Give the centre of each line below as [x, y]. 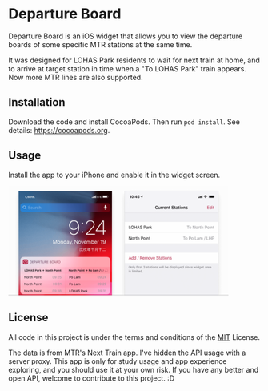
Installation [37, 102]
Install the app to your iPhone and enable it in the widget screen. [114, 175]
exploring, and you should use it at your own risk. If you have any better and [134, 369]
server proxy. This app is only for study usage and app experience [118, 361]
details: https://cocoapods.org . [59, 130]
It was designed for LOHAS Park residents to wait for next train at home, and [134, 60]
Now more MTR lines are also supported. [76, 77]
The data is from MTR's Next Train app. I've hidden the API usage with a [127, 353]
